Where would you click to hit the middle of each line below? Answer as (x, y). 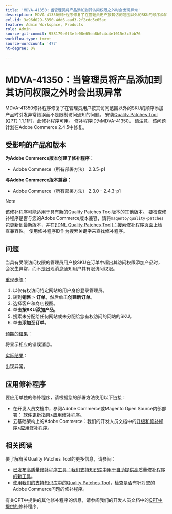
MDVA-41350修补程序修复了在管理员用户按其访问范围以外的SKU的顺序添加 (84, 108)
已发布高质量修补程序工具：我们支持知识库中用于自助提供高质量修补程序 (89, 470)
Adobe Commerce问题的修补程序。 (50, 489)
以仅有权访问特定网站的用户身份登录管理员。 (60, 290)
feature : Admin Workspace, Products (44, 24)
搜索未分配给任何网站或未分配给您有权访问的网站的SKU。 (73, 316)
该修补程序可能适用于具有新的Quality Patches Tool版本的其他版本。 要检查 (84, 212)
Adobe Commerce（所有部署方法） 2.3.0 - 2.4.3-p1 (67, 191)
